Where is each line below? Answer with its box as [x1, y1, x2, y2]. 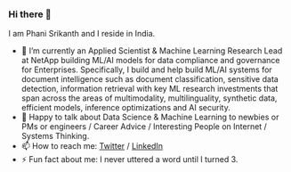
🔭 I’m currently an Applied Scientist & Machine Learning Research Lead [20, 45, 283, 56]
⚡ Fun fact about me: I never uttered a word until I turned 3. [20, 154, 238, 165]
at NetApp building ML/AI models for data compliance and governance [20, 55, 280, 66]
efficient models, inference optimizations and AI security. [20, 102, 230, 113]
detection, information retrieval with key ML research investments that [20, 84, 279, 94]
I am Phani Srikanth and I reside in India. [8, 29, 156, 39]
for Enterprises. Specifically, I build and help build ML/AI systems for [20, 64, 272, 75]
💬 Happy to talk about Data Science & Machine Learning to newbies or [20, 111, 279, 123]
